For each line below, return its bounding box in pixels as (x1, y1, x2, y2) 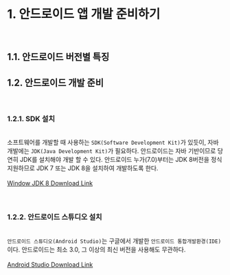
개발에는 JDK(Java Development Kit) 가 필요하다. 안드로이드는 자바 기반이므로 (7, 147, 216, 155)
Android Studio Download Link (7, 260, 93, 269)
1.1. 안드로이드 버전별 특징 (7, 51, 110, 63)
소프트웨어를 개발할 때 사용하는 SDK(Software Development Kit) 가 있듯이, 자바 (7, 139, 219, 147)
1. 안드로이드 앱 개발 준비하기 (7, 6, 161, 22)
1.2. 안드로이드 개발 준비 (7, 77, 104, 88)
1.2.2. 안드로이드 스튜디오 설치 (7, 212, 102, 222)
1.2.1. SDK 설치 (7, 114, 55, 124)
